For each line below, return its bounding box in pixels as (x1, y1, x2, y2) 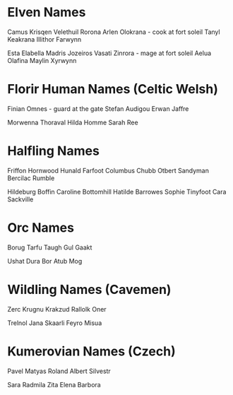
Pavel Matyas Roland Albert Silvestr (7, 367, 111, 375)
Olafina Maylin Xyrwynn (7, 56, 77, 64)
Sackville (7, 195, 34, 204)
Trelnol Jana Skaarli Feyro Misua (7, 319, 102, 327)
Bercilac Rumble (7, 174, 55, 182)
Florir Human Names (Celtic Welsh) (7, 81, 219, 98)
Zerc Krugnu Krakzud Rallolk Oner (7, 305, 107, 313)
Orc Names (7, 220, 74, 235)
